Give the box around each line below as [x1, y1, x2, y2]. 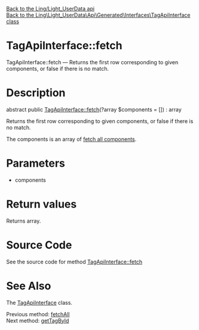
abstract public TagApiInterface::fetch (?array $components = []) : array [6, 106, 182, 113]
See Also [6, 279, 51, 293]
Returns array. [6, 217, 41, 224]
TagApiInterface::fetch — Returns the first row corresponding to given [6, 58, 179, 65]
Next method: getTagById [6, 317, 69, 324]
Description [6, 86, 66, 100]
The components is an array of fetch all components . [6, 135, 137, 143]
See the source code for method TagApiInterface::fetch [6, 258, 142, 265]
